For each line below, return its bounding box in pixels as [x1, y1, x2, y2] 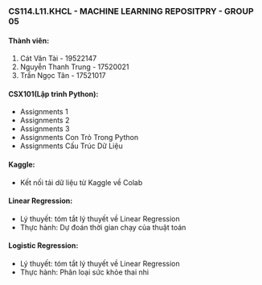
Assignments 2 [19, 115, 70, 126]
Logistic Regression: [8, 241, 79, 250]
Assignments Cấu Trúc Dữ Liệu [19, 141, 123, 151]
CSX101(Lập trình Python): [8, 89, 99, 98]
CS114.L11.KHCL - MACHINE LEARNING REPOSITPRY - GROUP [8, 6, 255, 17]
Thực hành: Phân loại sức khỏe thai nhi [19, 267, 149, 277]
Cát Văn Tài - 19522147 [19, 54, 97, 64]
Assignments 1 [19, 107, 68, 117]
